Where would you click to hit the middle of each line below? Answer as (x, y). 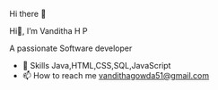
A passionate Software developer (71, 48)
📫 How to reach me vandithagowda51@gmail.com (115, 75)
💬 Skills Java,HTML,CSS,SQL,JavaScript (96, 65)
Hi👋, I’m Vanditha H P (48, 31)
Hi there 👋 (28, 14)
